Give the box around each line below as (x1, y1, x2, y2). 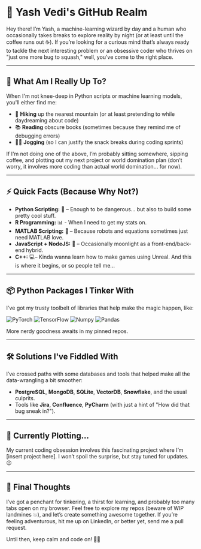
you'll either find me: (6, 98, 57, 106)
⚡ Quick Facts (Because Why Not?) (6, 187, 139, 197)
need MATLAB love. (14, 233, 64, 241)
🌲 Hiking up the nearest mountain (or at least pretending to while (14, 110, 175, 118)
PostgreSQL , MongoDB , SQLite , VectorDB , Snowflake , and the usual (14, 388, 187, 395)
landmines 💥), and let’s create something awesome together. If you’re (6, 511, 178, 518)
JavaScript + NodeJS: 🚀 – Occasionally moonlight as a (14, 240, 151, 247)
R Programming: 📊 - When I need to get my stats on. (14, 218, 147, 226)
